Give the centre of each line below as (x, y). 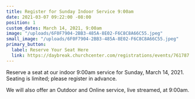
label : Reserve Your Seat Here (50, 50)
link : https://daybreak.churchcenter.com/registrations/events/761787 (100, 55)
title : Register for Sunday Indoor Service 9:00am (70, 11)
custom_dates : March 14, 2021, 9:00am (54, 28)
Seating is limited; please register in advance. (62, 78)
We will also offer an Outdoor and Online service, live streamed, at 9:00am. (98, 90)
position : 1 (21, 22)
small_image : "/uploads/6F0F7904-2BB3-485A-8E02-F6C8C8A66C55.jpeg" (92, 39)
